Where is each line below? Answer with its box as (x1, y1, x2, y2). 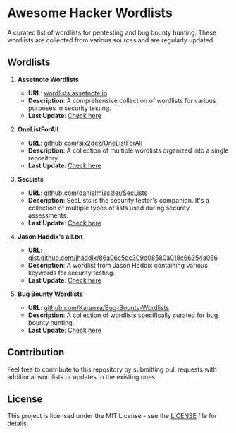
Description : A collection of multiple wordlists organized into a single (27, 146, 229, 155)
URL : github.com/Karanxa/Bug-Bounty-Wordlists (27, 303, 170, 312)
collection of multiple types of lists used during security (27, 203, 190, 212)
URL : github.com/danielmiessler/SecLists (27, 189, 148, 197)
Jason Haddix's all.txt (17, 232, 83, 241)
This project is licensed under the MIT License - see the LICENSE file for (7, 412, 217, 420)
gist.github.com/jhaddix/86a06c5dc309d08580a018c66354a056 (27, 253, 218, 262)
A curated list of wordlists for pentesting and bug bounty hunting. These (7, 28, 217, 37)
